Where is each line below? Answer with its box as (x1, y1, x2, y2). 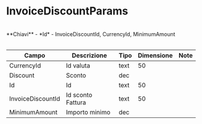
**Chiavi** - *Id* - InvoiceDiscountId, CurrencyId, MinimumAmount (6, 30, 176, 37)
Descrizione (72, 51, 107, 60)
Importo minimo (66, 108, 111, 116)
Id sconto (66, 90, 93, 99)
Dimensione (138, 51, 173, 60)
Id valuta (66, 61, 90, 70)
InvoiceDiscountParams (6, 4, 128, 18)
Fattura (66, 98, 86, 107)
